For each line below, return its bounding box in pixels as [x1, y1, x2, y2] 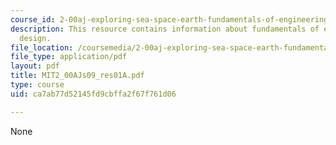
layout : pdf [10, 61, 60, 71]
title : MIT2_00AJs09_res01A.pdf [10, 71, 145, 81]
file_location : [10, 42, 74, 53]
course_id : [10, 14, 56, 25]
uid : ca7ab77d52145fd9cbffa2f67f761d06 [10, 89, 177, 99]
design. [19, 33, 52, 43]
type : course [10, 80, 65, 90]
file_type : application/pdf [10, 52, 128, 62]
